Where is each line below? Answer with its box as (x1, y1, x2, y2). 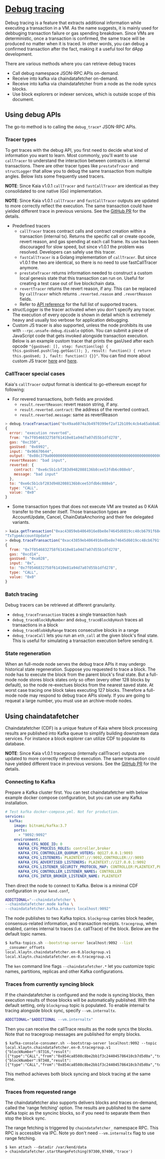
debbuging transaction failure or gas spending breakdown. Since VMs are (5, 30, 155, 36)
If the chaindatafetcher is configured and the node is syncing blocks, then (5, 992, 155, 998)
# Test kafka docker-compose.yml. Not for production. (5, 809, 120, 814)
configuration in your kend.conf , (5, 888, 70, 894)
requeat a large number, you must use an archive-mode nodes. (5, 698, 133, 704)
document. (12, 96, 34, 102)
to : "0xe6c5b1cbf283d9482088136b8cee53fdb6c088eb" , (9, 481, 118, 486)
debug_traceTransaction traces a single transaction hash (12, 612, 127, 617)
